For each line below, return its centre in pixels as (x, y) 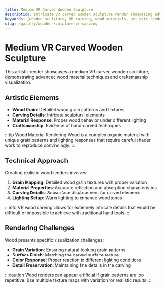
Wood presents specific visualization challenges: (55, 240)
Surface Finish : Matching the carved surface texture (66, 255)
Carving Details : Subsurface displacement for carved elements (76, 192)
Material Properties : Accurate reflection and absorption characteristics (84, 187)
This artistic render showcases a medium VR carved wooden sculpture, (77, 72)
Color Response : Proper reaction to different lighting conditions (77, 260)
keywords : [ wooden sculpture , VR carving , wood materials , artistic (77, 19)
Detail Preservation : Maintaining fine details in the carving (71, 265)
